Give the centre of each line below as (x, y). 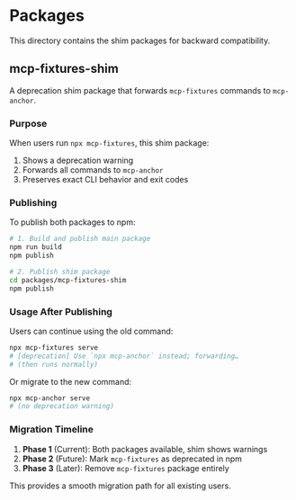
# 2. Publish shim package (60, 272)
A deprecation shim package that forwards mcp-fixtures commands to (140, 90)
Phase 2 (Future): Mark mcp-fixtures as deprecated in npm (132, 459)
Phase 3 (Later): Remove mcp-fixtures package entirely (126, 468)
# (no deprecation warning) (62, 406)
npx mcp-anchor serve (50, 398)
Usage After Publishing (61, 311)
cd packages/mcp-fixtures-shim (68, 280)
